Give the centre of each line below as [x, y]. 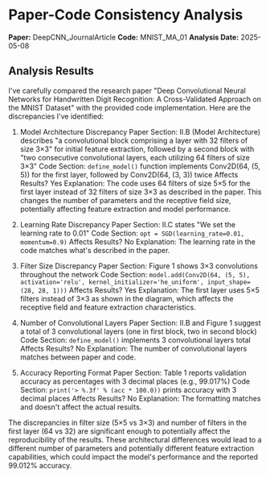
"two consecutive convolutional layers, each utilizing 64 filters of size [135, 157]
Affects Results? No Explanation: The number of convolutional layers [133, 348]
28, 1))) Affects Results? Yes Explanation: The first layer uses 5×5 [149, 290]
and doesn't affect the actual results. [81, 407]
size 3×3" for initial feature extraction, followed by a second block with [137, 149]
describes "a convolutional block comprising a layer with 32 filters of [134, 140]
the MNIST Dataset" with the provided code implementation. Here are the [130, 107]
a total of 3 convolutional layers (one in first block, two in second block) [138, 331]
